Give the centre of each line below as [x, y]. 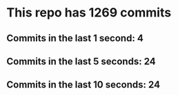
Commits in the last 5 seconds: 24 [81, 61]
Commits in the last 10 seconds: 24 [83, 85]
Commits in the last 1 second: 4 [75, 38]
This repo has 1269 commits [89, 13]
